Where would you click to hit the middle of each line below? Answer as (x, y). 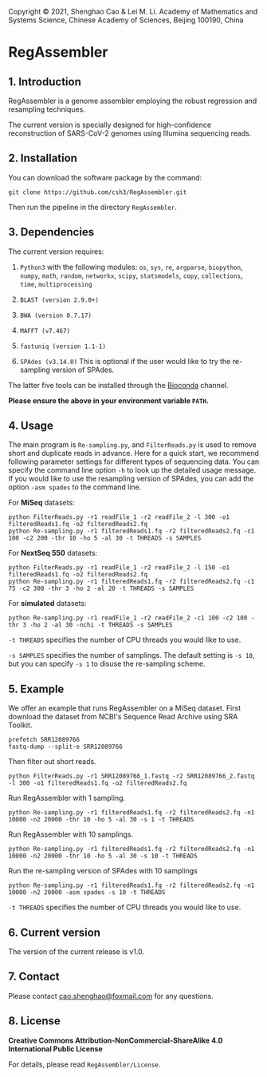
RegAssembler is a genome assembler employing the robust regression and (133, 101)
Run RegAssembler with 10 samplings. (71, 834)
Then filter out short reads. (53, 762)
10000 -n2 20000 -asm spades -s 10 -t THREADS (87, 893)
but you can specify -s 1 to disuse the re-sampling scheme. (107, 664)
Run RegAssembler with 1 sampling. (67, 798)
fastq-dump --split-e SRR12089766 (66, 747)
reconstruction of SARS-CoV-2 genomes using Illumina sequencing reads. (130, 133)
